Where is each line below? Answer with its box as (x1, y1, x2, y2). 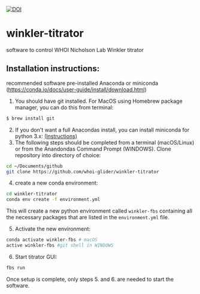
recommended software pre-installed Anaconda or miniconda (6, 79, 159, 87)
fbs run (6, 265, 26, 271)
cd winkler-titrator (6, 191, 58, 197)
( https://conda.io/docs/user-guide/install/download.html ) (6, 85, 147, 93)
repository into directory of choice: (14, 151, 101, 158)
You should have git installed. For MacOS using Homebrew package (14, 97, 183, 105)
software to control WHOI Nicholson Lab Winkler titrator (6, 46, 144, 53)
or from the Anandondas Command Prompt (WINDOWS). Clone (14, 145, 172, 152)
